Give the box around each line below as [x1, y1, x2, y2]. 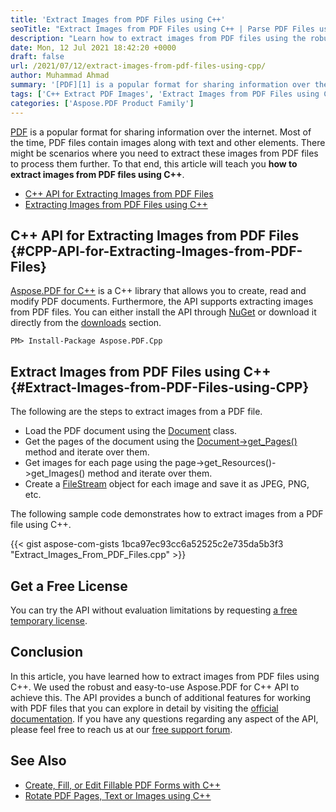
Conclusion [10, 644, 84, 661]
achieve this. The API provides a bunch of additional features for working [10, 691, 312, 703]
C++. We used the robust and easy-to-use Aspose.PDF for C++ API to [10, 681, 300, 693]
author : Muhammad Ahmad [10, 71, 110, 81]
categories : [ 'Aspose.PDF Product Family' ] [10, 98, 195, 108]
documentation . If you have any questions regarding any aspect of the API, [10, 712, 319, 725]
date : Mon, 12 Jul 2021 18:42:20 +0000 [10, 42, 177, 53]
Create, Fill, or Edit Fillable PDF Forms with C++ [24, 779, 221, 791]
